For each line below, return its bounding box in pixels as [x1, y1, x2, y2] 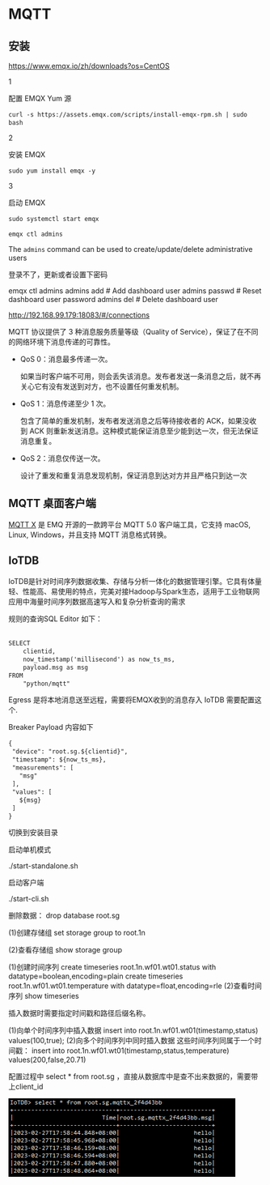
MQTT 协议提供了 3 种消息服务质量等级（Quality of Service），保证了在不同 [8, 327, 259, 336]
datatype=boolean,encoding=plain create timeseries [8, 971, 184, 981]
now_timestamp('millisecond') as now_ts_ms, [23, 655, 175, 663]
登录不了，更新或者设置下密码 [8, 270, 108, 279]
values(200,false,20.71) [8, 1055, 86, 1064]
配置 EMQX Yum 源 [8, 94, 72, 103]
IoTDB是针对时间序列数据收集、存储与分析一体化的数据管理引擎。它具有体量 [8, 576, 263, 586]
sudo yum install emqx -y [8, 167, 95, 175]
